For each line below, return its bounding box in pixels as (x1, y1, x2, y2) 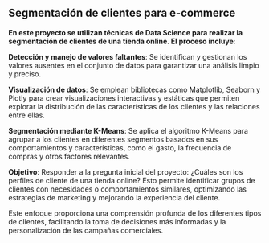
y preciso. (8, 68, 42, 79)
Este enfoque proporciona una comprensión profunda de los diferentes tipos (8, 208, 262, 218)
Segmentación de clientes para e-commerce (8, 6, 236, 20)
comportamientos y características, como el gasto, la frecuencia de (8, 142, 232, 152)
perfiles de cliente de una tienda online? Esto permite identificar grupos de (8, 175, 255, 185)
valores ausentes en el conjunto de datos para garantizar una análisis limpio (8, 60, 259, 70)
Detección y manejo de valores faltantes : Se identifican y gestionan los (8, 51, 247, 61)
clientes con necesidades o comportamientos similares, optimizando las (8, 184, 247, 194)
